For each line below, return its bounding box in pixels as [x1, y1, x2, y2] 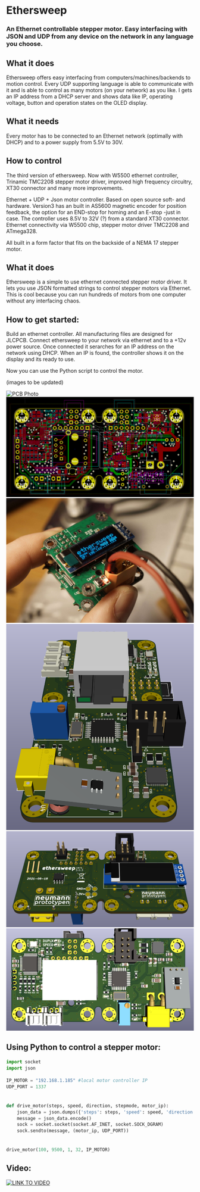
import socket [6, 1059, 42, 1065]
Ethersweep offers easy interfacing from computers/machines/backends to [6, 74, 191, 81]
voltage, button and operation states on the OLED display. [6, 99, 148, 106]
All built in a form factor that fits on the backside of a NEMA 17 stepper [6, 239, 179, 246]
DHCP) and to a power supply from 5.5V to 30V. [6, 138, 124, 146]
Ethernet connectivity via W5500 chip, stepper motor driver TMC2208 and [6, 221, 189, 228]
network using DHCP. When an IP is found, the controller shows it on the [6, 350, 184, 357]
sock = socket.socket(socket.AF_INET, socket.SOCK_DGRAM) [17, 1122, 164, 1128]
